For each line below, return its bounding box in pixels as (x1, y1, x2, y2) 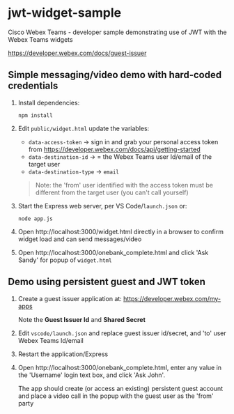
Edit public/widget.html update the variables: (17, 124, 150, 132)
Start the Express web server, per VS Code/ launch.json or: (17, 201, 187, 210)
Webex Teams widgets (8, 35, 73, 43)
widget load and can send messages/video (17, 235, 142, 243)
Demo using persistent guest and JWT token (8, 276, 206, 288)
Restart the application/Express (17, 350, 109, 358)
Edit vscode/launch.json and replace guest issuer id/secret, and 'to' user (17, 329, 227, 337)
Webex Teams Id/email (17, 336, 84, 344)
